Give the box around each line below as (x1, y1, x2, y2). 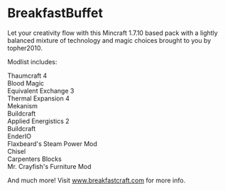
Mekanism (7, 101, 38, 110)
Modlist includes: (7, 57, 57, 66)
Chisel (7, 147, 26, 155)
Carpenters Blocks (7, 155, 62, 163)
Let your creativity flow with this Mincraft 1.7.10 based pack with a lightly (7, 29, 218, 37)
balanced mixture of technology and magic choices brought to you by (7, 36, 212, 44)
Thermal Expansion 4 (7, 94, 70, 103)
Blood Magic (7, 78, 45, 87)
